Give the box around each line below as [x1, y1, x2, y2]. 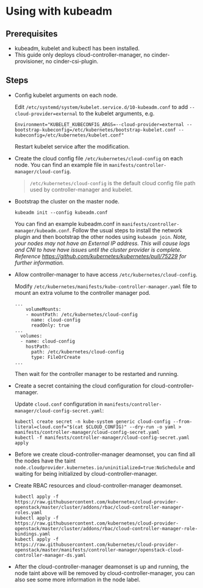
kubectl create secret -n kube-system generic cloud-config [14, 419, 171, 425]
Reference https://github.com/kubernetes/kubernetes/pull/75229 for [14, 252, 187, 260]
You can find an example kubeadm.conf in [14, 220, 121, 227]
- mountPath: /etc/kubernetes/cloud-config [26, 311, 138, 317]
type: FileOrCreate [30, 354, 80, 360]
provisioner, [14, 58, 45, 65]
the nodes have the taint [14, 457, 76, 464]
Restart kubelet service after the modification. [14, 143, 130, 150]
